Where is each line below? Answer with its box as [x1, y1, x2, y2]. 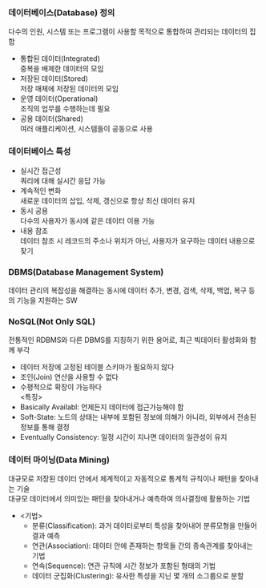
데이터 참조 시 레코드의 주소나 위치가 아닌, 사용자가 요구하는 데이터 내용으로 [19, 236, 256, 245]
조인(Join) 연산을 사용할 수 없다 [19, 373, 119, 382]
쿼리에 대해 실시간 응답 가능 [19, 175, 107, 185]
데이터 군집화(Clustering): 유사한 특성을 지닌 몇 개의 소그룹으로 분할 [31, 571, 244, 581]
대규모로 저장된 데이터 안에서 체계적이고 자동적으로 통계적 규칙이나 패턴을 [8, 474, 238, 484]
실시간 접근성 [19, 166, 62, 175]
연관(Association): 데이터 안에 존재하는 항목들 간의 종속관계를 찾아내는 [31, 541, 254, 550]
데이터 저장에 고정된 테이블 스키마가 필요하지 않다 [19, 362, 175, 372]
